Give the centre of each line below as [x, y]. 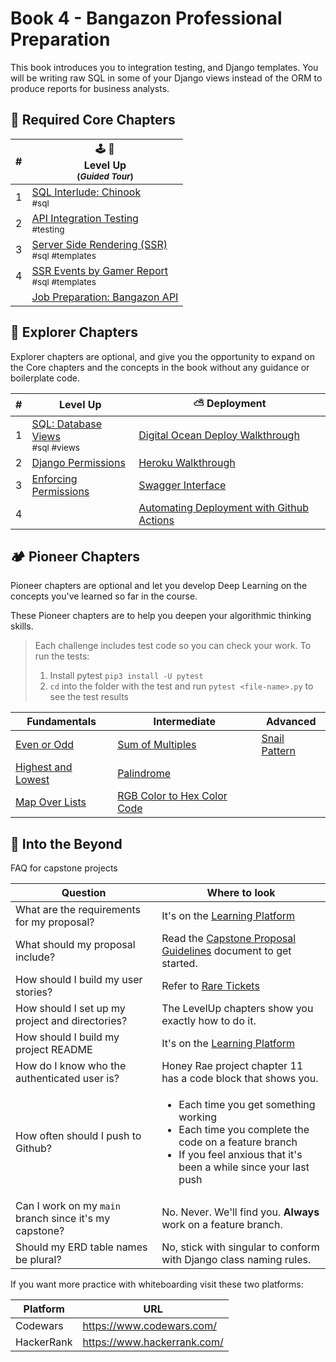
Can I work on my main [68, 1206]
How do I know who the [71, 1066]
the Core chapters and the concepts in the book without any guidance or [160, 367]
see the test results [89, 697]
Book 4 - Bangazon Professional [146, 18]
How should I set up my [70, 1009]
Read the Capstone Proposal [229, 939]
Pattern [279, 751]
